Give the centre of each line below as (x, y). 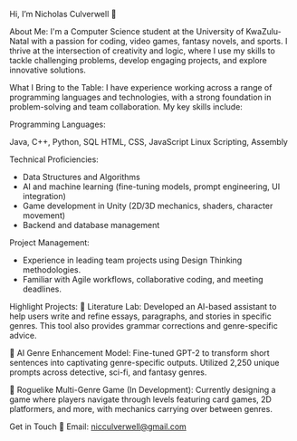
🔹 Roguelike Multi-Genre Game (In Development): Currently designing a (143, 390)
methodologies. (52, 270)
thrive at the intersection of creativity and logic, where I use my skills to (143, 51)
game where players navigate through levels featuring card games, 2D (140, 399)
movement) (44, 216)
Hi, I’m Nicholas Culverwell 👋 (63, 14)
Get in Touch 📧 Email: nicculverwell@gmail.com (98, 427)
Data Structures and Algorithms (81, 177)
